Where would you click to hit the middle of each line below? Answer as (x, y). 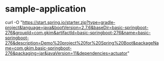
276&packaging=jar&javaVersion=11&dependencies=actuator (66, 53)
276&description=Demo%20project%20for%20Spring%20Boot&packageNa (82, 43)
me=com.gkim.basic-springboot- (38, 48)
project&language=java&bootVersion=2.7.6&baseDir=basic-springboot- (77, 27)
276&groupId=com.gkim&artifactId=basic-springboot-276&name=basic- (78, 32)
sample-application (46, 9)
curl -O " (14, 22)
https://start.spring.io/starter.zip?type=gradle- (69, 22)
